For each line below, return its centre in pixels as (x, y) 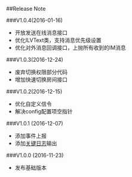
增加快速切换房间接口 (41, 79)
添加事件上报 (30, 136)
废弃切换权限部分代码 (41, 72)
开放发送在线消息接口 (41, 33)
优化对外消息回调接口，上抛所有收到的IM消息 (70, 48)
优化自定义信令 (33, 104)
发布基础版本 (30, 168)
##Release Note (26, 9)
